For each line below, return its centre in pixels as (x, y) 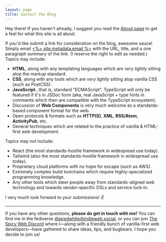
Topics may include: (25, 59)
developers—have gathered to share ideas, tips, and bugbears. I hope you (81, 229)
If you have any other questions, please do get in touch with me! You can (80, 213)
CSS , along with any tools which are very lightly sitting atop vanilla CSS (85, 79)
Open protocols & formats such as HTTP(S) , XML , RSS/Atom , (75, 116)
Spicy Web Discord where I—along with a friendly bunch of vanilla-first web (82, 224)
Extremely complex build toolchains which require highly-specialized (82, 171)
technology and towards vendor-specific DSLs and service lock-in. (80, 187)
